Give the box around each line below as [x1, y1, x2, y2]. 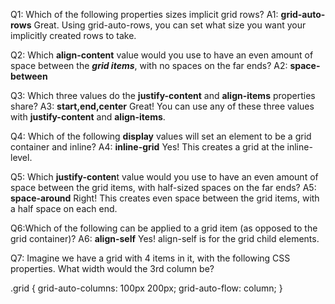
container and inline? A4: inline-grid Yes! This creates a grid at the [10, 141, 285, 153]
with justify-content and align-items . [10, 111, 166, 123]
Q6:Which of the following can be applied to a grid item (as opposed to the [10, 222, 318, 234]
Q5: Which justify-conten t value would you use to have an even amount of [10, 171, 319, 183]
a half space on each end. [10, 203, 118, 214]
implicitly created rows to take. [10, 30, 137, 41]
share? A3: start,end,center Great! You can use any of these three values [10, 100, 315, 112]
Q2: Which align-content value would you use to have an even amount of [10, 49, 314, 61]
